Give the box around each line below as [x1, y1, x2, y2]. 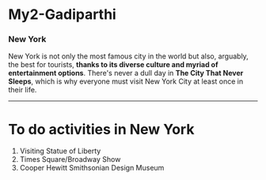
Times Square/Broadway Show [19, 155, 121, 164]
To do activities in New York [8, 120, 195, 138]
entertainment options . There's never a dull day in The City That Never [8, 69, 244, 78]
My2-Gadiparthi [8, 6, 116, 24]
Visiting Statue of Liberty [19, 146, 101, 156]
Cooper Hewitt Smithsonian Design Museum [19, 163, 165, 173]
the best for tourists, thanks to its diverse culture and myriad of [8, 60, 218, 69]
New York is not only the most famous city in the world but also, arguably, [8, 51, 249, 61]
